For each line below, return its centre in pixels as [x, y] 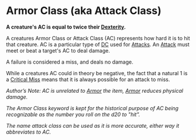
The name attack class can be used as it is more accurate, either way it [93, 125]
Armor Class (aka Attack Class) [84, 11]
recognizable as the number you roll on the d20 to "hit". [73, 114]
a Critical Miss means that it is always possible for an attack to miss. [88, 79]
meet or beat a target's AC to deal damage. [58, 50]
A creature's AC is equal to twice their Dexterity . [66, 27]
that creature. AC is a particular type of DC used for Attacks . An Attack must [98, 44]
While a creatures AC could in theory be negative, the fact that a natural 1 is [97, 73]
